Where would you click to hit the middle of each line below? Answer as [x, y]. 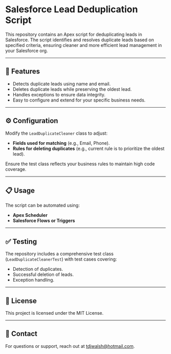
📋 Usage [20, 191]
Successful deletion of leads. [43, 274]
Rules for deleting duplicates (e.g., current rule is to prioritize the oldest [89, 148]
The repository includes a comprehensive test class [59, 254]
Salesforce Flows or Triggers [44, 221]
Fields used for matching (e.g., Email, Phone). [61, 143]
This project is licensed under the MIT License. [54, 313]
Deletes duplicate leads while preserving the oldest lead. [72, 89]
